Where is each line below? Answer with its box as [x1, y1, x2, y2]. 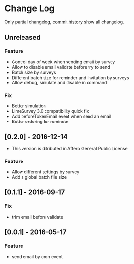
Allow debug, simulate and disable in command [11, 80, 107, 85]
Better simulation [11, 103, 46, 109]
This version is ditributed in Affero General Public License [11, 145, 128, 151]
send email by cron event [11, 254, 63, 260]
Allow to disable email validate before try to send [11, 64, 111, 70]
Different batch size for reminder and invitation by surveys [11, 74, 129, 81]
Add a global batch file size [11, 174, 67, 180]
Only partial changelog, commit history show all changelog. [4, 19, 124, 25]
